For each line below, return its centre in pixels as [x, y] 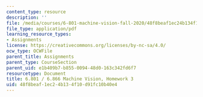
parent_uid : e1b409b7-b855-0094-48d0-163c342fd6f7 [71, 68]
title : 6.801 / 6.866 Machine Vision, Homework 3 [70, 79]
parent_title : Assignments [40, 57]
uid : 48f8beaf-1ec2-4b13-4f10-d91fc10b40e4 [62, 85]
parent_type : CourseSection [42, 62]
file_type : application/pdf [42, 29]
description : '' [27, 17]
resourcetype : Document [36, 74]
